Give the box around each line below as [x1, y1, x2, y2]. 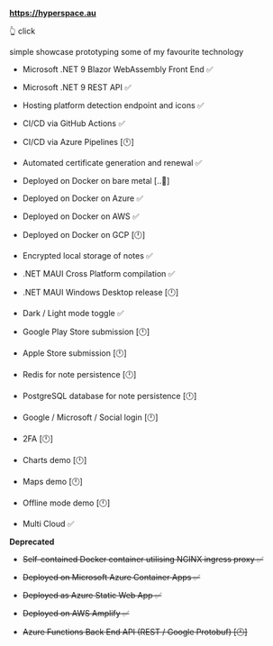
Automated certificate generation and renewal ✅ [22, 158, 203, 168]
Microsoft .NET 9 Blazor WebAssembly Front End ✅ [22, 64, 214, 75]
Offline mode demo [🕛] [22, 497, 111, 508]
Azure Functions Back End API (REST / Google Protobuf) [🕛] [22, 626, 248, 637]
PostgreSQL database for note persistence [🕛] [22, 391, 197, 401]
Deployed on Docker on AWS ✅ [22, 211, 140, 222]
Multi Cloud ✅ [22, 518, 75, 529]
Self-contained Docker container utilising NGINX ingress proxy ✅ [22, 554, 264, 564]
